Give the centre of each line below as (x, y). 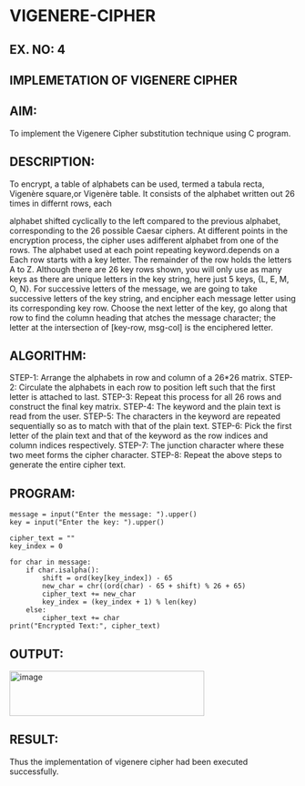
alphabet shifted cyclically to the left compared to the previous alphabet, (145, 220)
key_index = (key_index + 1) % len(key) (120, 602)
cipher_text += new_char (89, 594)
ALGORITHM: (48, 356)
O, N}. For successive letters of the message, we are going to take (133, 289)
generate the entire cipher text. (67, 464)
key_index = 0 (36, 546)
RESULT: (34, 740)
